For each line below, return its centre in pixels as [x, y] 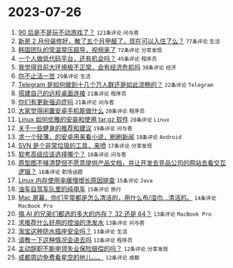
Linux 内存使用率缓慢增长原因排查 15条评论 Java [85, 180]
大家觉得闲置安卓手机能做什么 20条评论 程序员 [81, 110]
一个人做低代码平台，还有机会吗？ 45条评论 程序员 [88, 58]
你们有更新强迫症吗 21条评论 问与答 [66, 102]
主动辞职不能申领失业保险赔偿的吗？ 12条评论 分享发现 [93, 249]
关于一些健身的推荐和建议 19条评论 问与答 [75, 128]
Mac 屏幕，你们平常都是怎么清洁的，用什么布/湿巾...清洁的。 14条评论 [117, 197]
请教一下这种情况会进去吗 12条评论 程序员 [75, 239]
